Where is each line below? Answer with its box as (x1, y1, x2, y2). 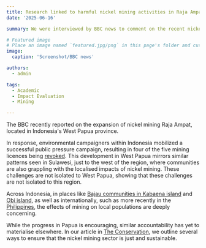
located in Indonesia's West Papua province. (6, 127, 119, 135)
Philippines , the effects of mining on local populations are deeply (6, 203, 170, 211)
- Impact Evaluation (12, 93, 64, 99)
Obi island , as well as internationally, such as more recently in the (6, 197, 172, 204)
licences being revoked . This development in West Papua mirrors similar (6, 152, 189, 160)
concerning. (6, 209, 37, 217)
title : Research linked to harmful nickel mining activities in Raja (6, 9, 188, 15)
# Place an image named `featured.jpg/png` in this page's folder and (6, 42, 191, 49)
